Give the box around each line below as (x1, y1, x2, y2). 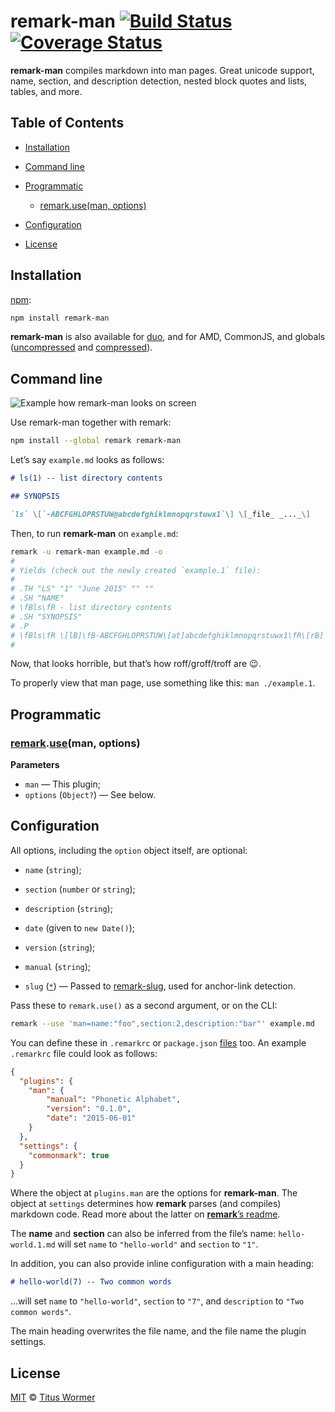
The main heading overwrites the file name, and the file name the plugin (10, 1325, 307, 1337)
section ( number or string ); (24, 883, 136, 895)
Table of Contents (10, 115, 125, 132)
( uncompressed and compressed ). (10, 341, 153, 354)
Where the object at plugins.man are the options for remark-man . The (10, 1187, 298, 1199)
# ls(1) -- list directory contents (10, 473, 163, 484)
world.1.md (10, 1240, 56, 1250)
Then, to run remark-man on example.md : (10, 527, 179, 539)
